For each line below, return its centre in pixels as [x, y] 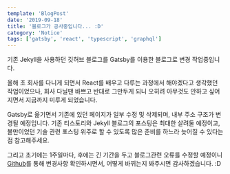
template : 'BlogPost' [38, 13]
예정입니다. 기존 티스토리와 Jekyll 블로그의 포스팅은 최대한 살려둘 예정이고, [120, 123]
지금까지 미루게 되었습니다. [61, 100]
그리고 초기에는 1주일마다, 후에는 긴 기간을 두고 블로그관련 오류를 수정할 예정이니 [115, 155]
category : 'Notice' [35, 33]
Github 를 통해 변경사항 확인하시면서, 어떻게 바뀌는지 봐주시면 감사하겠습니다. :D [114, 164]
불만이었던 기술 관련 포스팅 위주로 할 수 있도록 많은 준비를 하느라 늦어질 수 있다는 [115, 132]
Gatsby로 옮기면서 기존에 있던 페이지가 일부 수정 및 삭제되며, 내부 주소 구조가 [111, 115]
